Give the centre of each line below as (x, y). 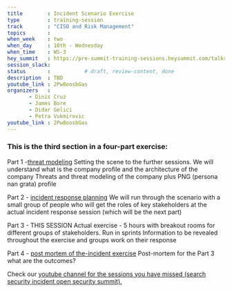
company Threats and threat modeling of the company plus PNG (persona (113, 176)
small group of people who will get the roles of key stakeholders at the (107, 204)
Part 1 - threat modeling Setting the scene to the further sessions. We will (110, 162)
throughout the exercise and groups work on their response (92, 240)
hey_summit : (29, 59)
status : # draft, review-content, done (91, 71)
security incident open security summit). (65, 281)
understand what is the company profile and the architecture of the (103, 169)
